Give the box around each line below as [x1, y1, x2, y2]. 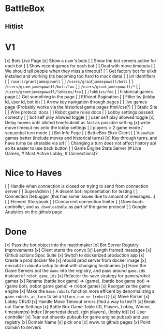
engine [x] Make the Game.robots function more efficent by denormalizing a [5, 288, 155, 294]
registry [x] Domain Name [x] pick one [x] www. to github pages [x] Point [5, 319, 151, 325]
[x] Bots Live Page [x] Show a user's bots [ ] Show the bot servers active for [5, 58, 157, 64]
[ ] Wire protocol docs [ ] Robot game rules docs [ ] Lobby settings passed [5, 109, 153, 115]
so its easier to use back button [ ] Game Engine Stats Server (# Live [5, 145, 142, 151]
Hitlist [5, 22, 23, 31]
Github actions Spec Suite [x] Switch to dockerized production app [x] [5, 253, 145, 258]
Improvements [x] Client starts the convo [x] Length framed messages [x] [5, 247, 152, 253]
